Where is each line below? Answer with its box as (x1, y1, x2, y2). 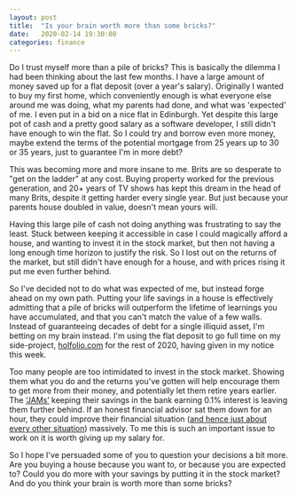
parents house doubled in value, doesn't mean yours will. (9, 201, 218, 213)
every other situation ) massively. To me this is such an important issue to (9, 423, 276, 434)
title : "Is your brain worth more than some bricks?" (9, 21, 216, 30)
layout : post (9, 12, 58, 22)
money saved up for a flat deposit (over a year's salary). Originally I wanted (9, 81, 284, 91)
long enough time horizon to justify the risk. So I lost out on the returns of (9, 248, 277, 258)
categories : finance (9, 37, 86, 47)
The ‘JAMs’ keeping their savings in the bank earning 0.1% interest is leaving (9, 395, 288, 406)
